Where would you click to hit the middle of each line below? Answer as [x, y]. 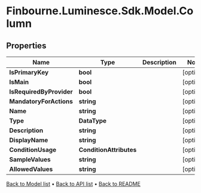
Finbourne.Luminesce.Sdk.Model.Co [100, 11]
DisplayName [29, 140]
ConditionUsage [33, 150]
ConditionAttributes [108, 150]
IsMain [19, 82]
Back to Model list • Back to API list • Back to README [73, 184]
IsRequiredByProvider [41, 92]
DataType [92, 121]
